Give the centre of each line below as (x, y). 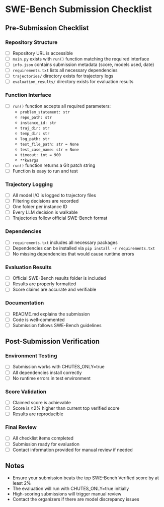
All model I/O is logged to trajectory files (54, 196)
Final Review (21, 427)
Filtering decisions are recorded (46, 201)
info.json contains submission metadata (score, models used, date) (83, 65)
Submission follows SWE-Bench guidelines (57, 325)
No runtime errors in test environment (52, 378)
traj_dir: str (35, 128)
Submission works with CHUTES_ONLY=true (58, 367)
